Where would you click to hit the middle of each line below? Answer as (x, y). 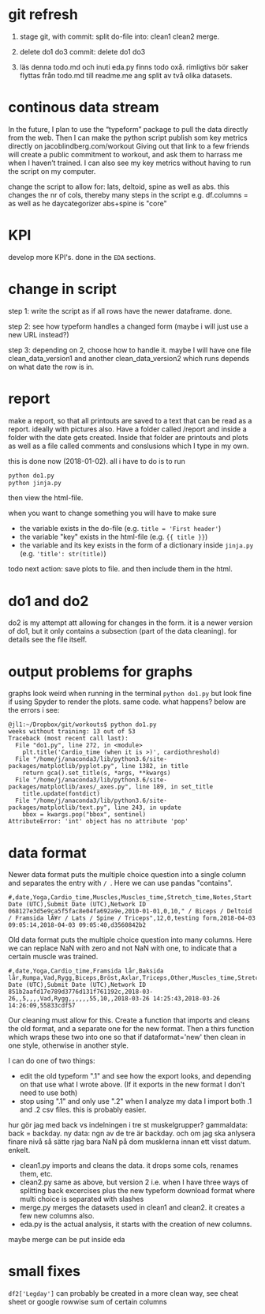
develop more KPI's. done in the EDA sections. (82, 257)
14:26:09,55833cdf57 (42, 1006)
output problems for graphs (101, 671)
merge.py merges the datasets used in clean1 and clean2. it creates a (132, 1207)
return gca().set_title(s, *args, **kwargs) (97, 773)
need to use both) (49, 1093)
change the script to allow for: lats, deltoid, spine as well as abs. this (119, 186)
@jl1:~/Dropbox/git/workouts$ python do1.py (82, 725)
